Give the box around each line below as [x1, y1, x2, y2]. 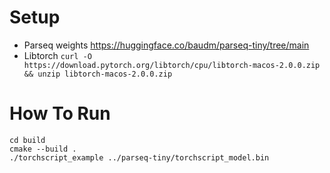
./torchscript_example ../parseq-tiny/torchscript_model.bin [9, 152, 270, 163]
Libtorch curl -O [23, 49, 92, 61]
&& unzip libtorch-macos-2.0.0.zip [23, 69, 173, 79]
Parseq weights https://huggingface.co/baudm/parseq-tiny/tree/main [23, 39, 310, 51]
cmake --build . [9, 144, 77, 154]
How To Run [9, 102, 111, 125]
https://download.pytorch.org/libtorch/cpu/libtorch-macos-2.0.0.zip [23, 60, 321, 70]
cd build [9, 135, 46, 145]
